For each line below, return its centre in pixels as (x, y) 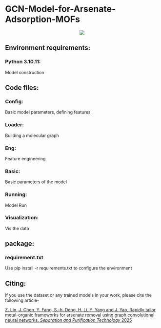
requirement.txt (24, 258)
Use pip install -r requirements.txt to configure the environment (69, 268)
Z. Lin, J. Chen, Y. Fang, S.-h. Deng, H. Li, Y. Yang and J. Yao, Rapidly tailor (80, 310)
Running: (16, 194)
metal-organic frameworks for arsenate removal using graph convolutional (80, 315)
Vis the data (17, 228)
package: (20, 244)
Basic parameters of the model (36, 182)
